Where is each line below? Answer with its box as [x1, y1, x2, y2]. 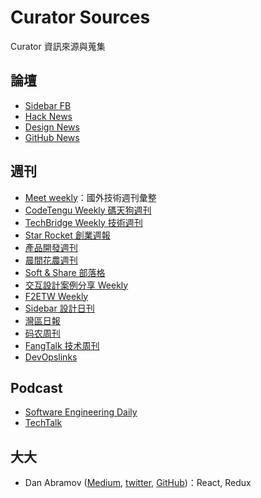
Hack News [24, 110, 73, 122]
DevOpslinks [24, 351, 78, 363]
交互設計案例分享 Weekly [24, 279, 129, 291]
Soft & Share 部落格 [24, 266, 106, 278]
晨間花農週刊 [24, 254, 78, 266]
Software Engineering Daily [24, 406, 138, 418]
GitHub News [24, 131, 80, 143]
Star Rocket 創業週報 [24, 229, 111, 241]
